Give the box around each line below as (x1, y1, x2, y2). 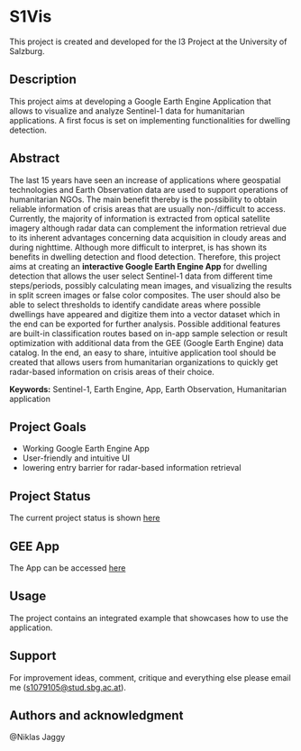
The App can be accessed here (9, 563, 126, 573)
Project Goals (9, 419, 87, 435)
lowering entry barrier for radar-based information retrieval (22, 463, 242, 473)
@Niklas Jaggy (9, 732, 66, 743)
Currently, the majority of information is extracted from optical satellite (9, 213, 270, 224)
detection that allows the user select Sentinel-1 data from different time (9, 270, 273, 281)
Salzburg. (9, 45, 45, 56)
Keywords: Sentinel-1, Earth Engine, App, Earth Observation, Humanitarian (9, 383, 287, 394)
